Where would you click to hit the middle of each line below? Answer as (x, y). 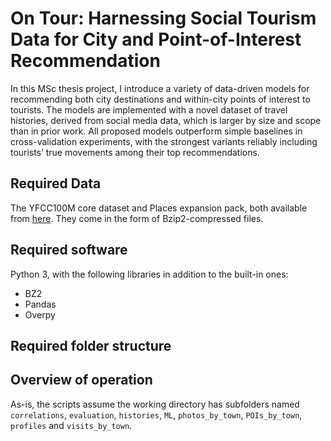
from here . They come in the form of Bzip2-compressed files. (137, 218)
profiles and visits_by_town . (71, 425)
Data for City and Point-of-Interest (156, 39)
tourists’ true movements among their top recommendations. (135, 152)
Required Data (56, 183)
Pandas (40, 304)
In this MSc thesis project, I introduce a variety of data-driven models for (160, 88)
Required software (69, 250)
